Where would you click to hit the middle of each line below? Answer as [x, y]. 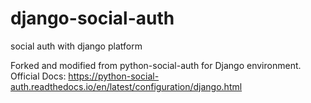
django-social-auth [92, 18]
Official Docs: [38, 76]
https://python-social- [114, 76]
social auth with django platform [76, 46]
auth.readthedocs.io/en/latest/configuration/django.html [126, 86]
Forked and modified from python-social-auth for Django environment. [156, 65]
